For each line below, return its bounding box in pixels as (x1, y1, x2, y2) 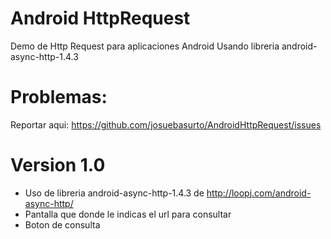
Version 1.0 (10, 154, 106, 177)
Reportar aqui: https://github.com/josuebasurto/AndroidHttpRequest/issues (10, 118, 322, 131)
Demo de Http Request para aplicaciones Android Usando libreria (10, 40, 280, 52)
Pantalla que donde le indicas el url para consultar (24, 208, 232, 220)
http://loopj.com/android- (206, 187, 312, 199)
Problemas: (10, 86, 108, 109)
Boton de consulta (24, 218, 101, 231)
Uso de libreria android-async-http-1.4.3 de (24, 187, 205, 199)
